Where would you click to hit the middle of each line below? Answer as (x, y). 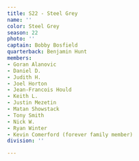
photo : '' (21, 39)
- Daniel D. (24, 71)
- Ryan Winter (27, 128)
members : (20, 58)
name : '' (20, 20)
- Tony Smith (26, 115)
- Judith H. (24, 77)
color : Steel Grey (33, 26)
